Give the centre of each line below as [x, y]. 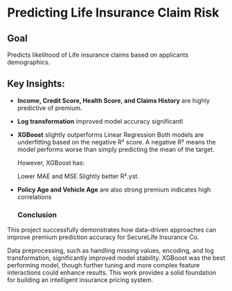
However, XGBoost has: [51, 162]
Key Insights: [36, 84]
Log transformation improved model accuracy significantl [100, 121]
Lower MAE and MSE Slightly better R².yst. [78, 176]
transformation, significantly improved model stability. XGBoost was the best [116, 258]
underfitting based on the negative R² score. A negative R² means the [116, 142]
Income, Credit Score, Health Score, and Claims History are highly [113, 100]
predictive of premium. [50, 108]
